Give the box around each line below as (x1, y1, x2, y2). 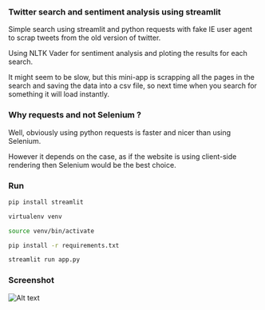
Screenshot (8, 275, 54, 286)
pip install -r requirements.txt (8, 241, 120, 249)
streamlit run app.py (8, 256, 81, 264)
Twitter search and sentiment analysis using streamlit (8, 6, 221, 18)
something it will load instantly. (8, 89, 110, 99)
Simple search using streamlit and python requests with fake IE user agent (8, 25, 253, 34)
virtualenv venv (8, 213, 62, 221)
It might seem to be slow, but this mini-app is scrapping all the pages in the (8, 73, 255, 82)
